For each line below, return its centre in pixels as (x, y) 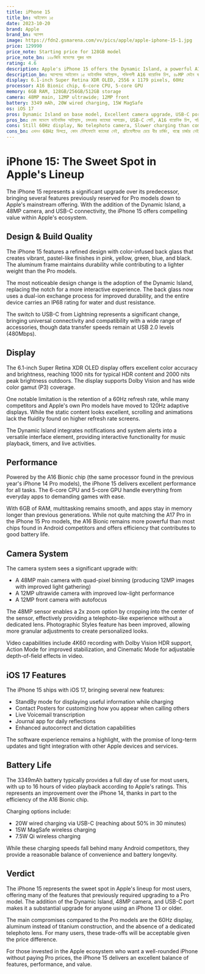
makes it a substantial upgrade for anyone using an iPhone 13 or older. (95, 908)
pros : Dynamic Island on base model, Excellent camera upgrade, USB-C (98, 114)
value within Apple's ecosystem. (47, 217)
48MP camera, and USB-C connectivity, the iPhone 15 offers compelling (97, 211)
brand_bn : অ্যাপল (25, 35)
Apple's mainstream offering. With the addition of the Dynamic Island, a (96, 204)
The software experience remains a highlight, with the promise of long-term (102, 740)
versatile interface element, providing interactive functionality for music (96, 437)
